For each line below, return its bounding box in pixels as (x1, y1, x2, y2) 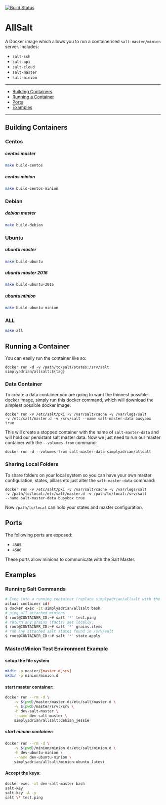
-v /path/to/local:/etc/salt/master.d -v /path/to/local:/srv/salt (5, 491, 147, 496)
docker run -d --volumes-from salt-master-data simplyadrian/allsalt (5, 449, 152, 454)
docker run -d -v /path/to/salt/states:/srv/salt (5, 365, 110, 370)
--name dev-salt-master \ (14, 713, 68, 718)
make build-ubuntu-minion (5, 305, 58, 311)
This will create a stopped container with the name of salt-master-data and (5, 429, 159, 435)
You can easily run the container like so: (5, 355, 86, 361)
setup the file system (5, 657, 49, 663)
